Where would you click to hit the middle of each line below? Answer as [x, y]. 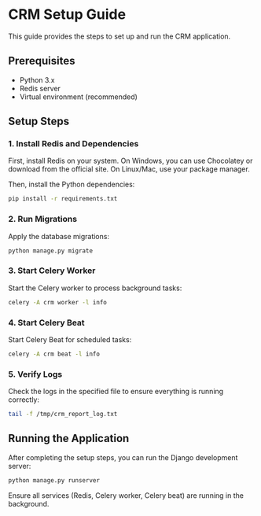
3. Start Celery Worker [52, 271]
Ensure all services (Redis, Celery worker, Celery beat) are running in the [126, 495]
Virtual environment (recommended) [78, 97]
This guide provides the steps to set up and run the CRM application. [119, 36]
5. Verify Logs [35, 374]
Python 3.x [37, 79]
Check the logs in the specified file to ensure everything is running [116, 392]
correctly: [24, 400]
